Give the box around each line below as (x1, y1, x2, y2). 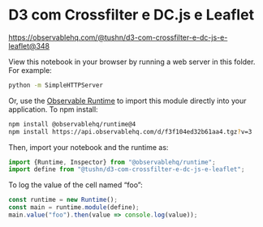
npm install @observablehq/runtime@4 (8, 120, 136, 128)
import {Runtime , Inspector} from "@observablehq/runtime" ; (8, 158, 217, 166)
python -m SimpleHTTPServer (8, 81, 104, 89)
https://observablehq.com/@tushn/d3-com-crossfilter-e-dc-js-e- (8, 32, 228, 42)
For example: (8, 65, 53, 75)
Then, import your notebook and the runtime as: (8, 142, 169, 152)
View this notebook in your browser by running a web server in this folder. (8, 57, 256, 66)
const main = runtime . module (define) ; (8, 203, 140, 212)
